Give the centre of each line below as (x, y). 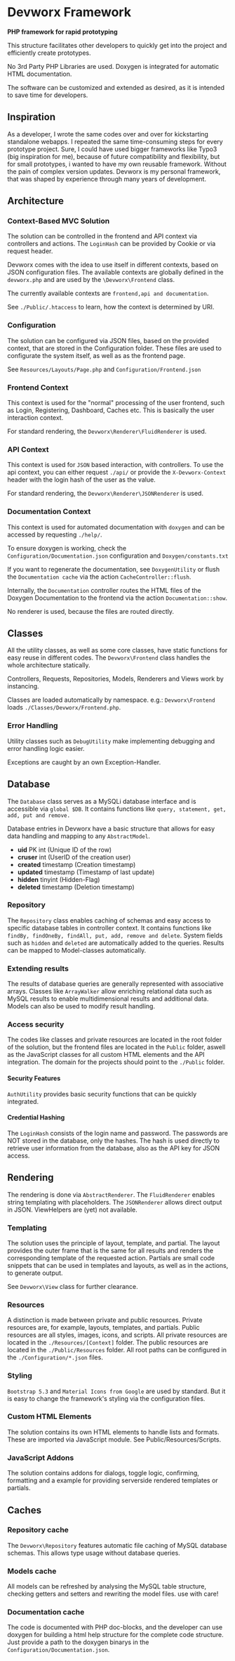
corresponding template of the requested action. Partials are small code (111, 1258)
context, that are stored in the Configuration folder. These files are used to (115, 348)
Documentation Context (49, 512)
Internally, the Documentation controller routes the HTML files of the (104, 590)
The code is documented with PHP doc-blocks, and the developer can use (115, 1627)
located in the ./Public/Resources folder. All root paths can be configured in (117, 1350)
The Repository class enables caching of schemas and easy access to (109, 920)
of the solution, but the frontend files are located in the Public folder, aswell (116, 1047)
